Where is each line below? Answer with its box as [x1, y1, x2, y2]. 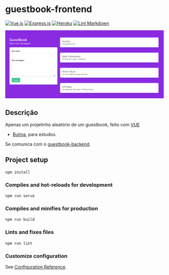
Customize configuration [5, 252, 68, 259]
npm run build [5, 217, 35, 222]
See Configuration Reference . [5, 264, 67, 270]
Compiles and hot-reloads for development [5, 181, 113, 188]
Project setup [5, 156, 49, 164]
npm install [5, 170, 30, 175]
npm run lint [5, 241, 33, 246]
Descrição [5, 108, 38, 117]
